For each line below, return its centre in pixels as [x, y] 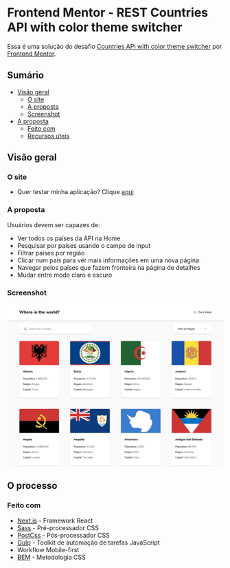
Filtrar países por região [51, 253]
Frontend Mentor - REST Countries [108, 13]
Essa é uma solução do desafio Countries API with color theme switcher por [115, 46]
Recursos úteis [48, 136]
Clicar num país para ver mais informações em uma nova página [108, 260]
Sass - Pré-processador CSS [58, 527]
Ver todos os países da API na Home [69, 238]
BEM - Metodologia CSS [51, 557]
